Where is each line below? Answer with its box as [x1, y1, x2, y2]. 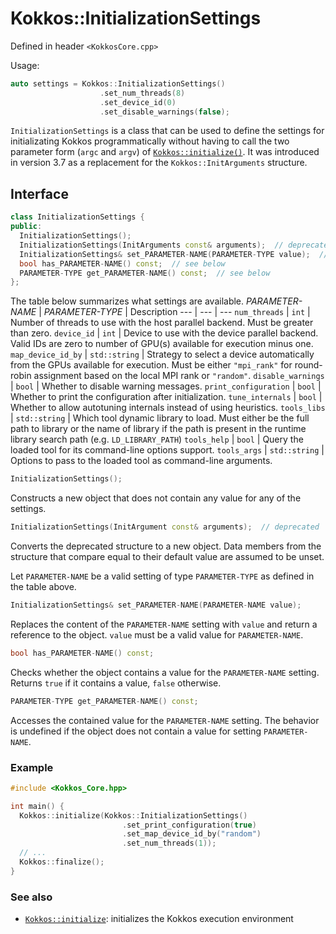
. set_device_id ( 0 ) [99, 97, 177, 107]
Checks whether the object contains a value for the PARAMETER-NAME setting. [10, 666, 320, 678]
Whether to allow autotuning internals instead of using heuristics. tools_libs [10, 402, 326, 414]
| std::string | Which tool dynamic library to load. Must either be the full [10, 412, 310, 424]
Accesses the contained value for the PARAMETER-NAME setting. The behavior [10, 714, 320, 726]
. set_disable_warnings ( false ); [99, 107, 230, 117]
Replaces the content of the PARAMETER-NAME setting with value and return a [10, 618, 318, 630]
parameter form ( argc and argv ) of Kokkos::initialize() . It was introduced [10, 146, 320, 158]
